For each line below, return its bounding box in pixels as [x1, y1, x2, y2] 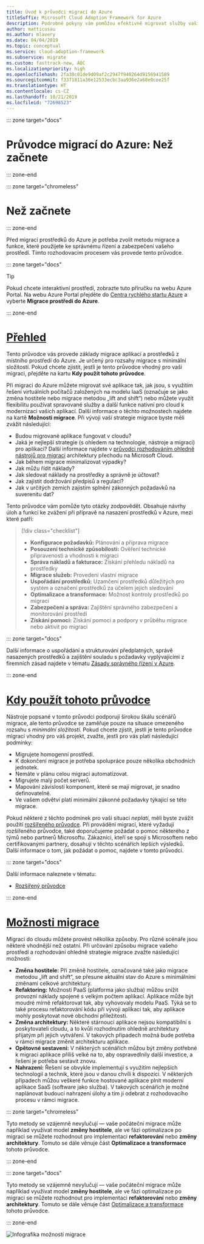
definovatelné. [15, 790, 52, 797]
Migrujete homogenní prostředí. [15, 751, 95, 758]
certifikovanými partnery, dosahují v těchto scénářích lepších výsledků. [6, 841, 185, 848]
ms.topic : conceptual [6, 43, 61, 49]
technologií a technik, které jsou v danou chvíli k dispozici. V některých [15, 1070, 193, 1078]
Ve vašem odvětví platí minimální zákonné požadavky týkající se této [15, 796, 187, 803]
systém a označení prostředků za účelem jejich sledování [30, 585, 174, 592]
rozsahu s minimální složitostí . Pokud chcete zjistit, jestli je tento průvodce [6, 726, 192, 733]
